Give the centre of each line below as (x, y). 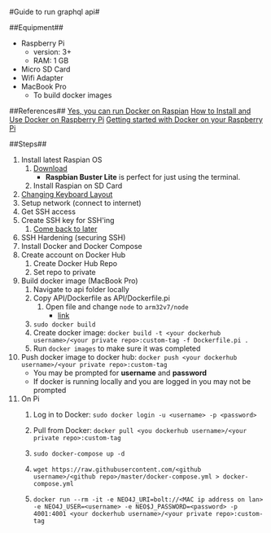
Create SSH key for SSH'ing (68, 220)
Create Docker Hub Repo (75, 263)
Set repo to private (64, 272)
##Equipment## (36, 27)
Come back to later (65, 229)
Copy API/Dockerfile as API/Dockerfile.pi (101, 298)
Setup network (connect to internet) (81, 203)
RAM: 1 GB (51, 61)
